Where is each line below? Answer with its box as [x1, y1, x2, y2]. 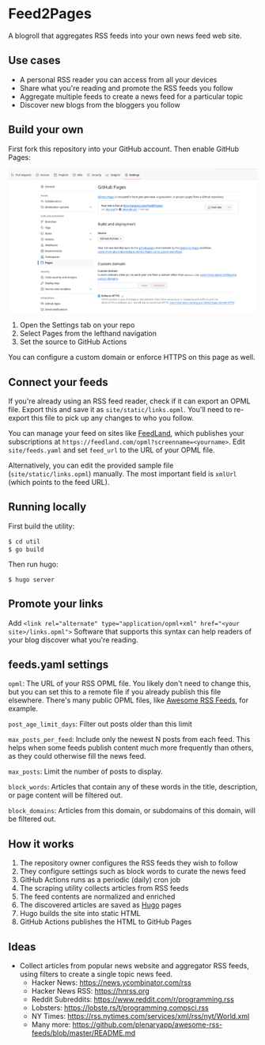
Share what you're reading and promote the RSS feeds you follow [19, 83, 233, 93]
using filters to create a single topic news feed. [19, 970, 172, 979]
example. [8, 704, 38, 714]
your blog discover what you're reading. [8, 634, 138, 645]
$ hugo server [8, 575, 55, 584]
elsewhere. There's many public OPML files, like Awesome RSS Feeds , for [8, 695, 249, 705]
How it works [8, 837, 74, 850]
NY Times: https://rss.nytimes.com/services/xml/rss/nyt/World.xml [31, 1012, 250, 1021]
